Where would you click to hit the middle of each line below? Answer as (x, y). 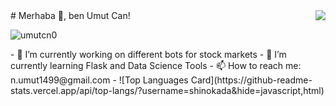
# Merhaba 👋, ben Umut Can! (70, 15)
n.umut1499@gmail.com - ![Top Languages (99, 80)
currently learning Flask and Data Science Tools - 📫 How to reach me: (156, 65)
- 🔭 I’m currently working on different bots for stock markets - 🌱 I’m (148, 54)
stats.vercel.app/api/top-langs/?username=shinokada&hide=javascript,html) (167, 90)
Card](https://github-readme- (251, 80)
